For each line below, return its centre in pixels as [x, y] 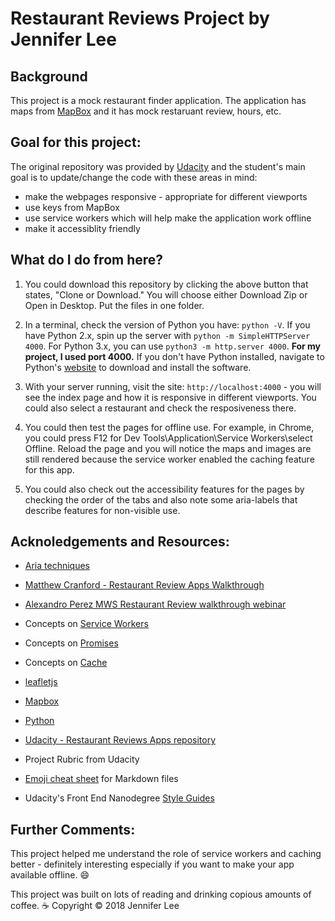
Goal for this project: [76, 142]
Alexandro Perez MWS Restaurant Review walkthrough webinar [155, 604]
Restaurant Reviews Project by [140, 18]
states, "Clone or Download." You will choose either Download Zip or [166, 294]
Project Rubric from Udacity [82, 759]
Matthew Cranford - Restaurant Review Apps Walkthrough [144, 585]
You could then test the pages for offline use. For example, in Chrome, [169, 427]
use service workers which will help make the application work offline [168, 218]
